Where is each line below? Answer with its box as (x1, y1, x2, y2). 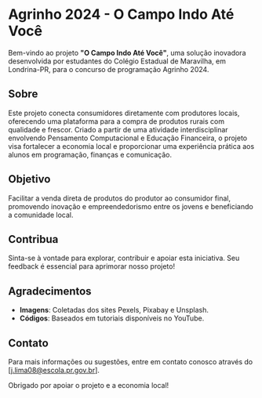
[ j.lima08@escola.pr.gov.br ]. (8, 366, 100, 374)
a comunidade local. (8, 210, 74, 219)
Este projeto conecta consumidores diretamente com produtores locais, (8, 108, 240, 118)
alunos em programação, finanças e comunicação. (8, 150, 173, 159)
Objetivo (8, 172, 51, 186)
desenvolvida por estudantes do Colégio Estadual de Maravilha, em (8, 56, 226, 66)
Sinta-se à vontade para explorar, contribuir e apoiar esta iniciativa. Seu (8, 253, 240, 263)
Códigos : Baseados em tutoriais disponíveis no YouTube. (19, 313, 205, 323)
